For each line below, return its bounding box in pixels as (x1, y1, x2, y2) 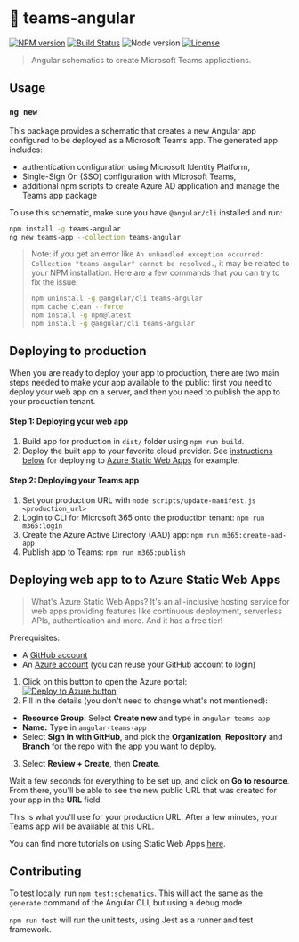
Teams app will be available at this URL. (9, 821, 155, 832)
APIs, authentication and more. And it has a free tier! (30, 614, 223, 626)
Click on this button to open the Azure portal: (21, 676, 188, 686)
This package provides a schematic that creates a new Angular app (9, 125, 256, 136)
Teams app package (21, 190, 98, 200)
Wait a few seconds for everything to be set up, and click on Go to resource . (9, 775, 290, 786)
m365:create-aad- (222, 532, 287, 540)
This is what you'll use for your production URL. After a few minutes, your (9, 811, 279, 822)
